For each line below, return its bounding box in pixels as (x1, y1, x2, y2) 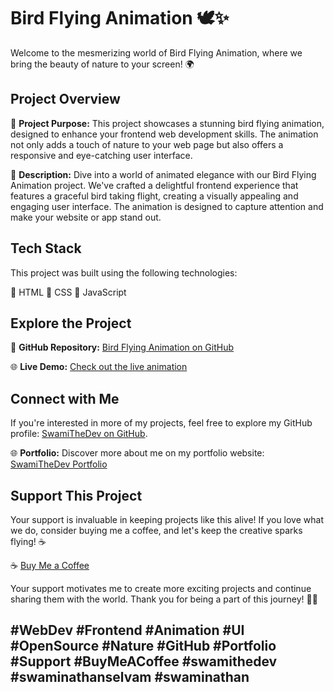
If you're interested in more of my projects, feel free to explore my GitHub (10, 417, 313, 429)
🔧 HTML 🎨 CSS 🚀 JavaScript (10, 286, 127, 298)
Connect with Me (10, 390, 120, 407)
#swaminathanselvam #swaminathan (10, 669, 250, 686)
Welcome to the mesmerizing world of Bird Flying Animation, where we (10, 46, 303, 59)
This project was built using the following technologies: (10, 266, 238, 279)
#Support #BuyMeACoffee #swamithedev (10, 653, 278, 670)
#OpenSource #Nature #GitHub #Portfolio (10, 638, 277, 655)
